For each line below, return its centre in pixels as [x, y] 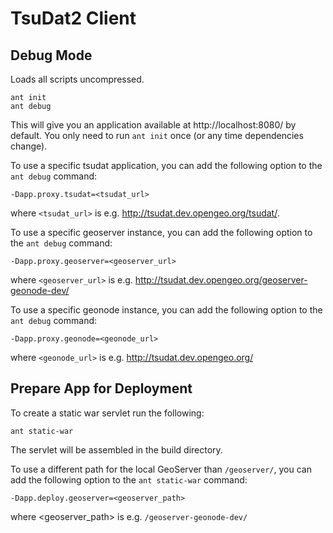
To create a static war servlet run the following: [107, 413]
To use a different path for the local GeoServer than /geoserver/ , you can [161, 469]
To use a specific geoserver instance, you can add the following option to [161, 232]
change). [29, 146]
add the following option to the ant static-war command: [129, 479]
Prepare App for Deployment [101, 388]
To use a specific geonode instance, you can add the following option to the [166, 310]
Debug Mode [51, 55]
